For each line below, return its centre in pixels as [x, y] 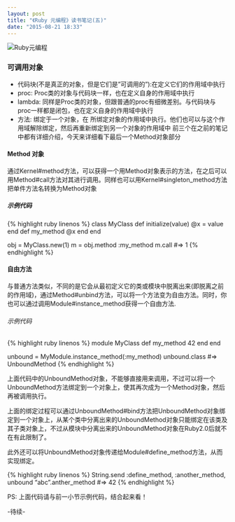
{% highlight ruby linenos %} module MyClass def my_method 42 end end [114, 343]
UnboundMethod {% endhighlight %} [61, 364]
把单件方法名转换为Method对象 [52, 188]
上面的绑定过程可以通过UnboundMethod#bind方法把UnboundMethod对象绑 [116, 411]
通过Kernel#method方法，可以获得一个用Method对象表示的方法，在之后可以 [117, 171]
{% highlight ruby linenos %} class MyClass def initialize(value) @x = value [115, 224]
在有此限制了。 [29, 437]
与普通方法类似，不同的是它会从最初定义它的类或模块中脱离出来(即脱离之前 [116, 286]
